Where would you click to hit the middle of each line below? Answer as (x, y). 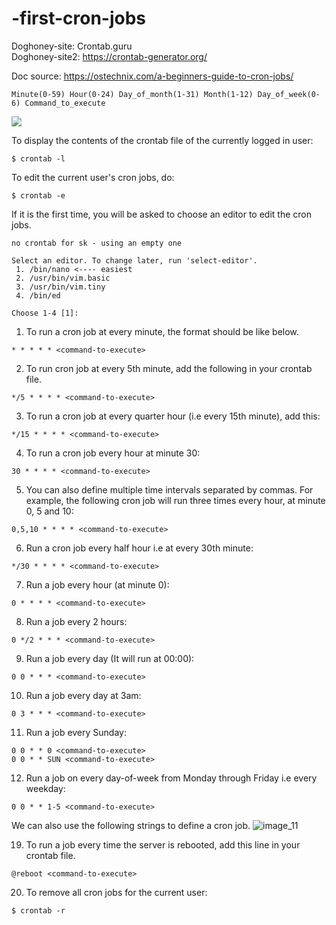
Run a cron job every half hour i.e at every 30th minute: (139, 548)
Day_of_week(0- (289, 94)
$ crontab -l (38, 158)
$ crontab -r (38, 910)
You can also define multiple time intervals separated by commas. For (169, 489)
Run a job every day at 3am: (83, 695)
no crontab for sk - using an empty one (97, 243)
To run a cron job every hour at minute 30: (113, 453)
